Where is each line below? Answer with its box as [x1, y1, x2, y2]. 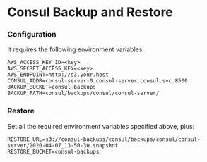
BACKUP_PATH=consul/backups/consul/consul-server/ [7, 89, 160, 97]
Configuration [7, 30, 57, 39]
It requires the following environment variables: [7, 45, 145, 54]
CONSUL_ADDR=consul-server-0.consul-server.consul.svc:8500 [7, 77, 189, 85]
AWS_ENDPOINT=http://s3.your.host [7, 71, 110, 78]
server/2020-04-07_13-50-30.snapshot [7, 142, 119, 149]
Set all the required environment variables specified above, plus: [7, 122, 195, 130]
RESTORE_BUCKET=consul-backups [7, 148, 100, 155]
